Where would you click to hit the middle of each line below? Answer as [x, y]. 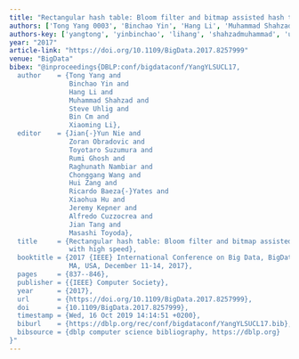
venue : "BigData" [41, 59]
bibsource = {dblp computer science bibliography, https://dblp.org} [149, 332]
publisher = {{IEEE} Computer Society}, [93, 282]
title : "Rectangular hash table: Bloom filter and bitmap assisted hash [147, 17]
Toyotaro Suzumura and [111, 150]
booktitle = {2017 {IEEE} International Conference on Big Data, [141, 258]
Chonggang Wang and [105, 175]
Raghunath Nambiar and [111, 167]
